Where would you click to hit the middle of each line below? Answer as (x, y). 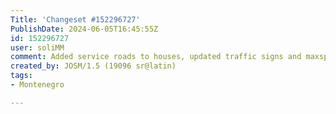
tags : (21, 76)
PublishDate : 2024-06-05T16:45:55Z (84, 29)
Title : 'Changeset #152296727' (75, 19)
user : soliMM (37, 47)
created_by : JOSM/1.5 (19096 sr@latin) (93, 66)
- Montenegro (37, 85)
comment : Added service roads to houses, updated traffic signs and (156, 57)
